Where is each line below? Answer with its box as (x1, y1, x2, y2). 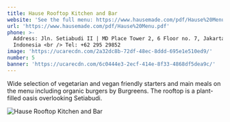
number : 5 (7, 55, 36, 61)
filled (7, 93, 22, 102)
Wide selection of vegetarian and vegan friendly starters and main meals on (7, 79, 221, 87)
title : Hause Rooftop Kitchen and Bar (7, 10, 118, 17)
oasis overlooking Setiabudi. (23, 93, 103, 102)
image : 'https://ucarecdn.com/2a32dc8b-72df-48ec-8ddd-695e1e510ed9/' (7, 48, 213, 55)
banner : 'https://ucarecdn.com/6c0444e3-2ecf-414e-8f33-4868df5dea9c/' (7, 61, 216, 67)
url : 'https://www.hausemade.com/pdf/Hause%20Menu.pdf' (7, 22, 170, 29)
